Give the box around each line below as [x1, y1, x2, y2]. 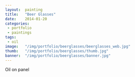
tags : [5, 35, 16, 40]
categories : [5, 21, 29, 26]
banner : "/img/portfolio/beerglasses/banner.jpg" [5, 53, 111, 58]
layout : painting [5, 7, 43, 12]
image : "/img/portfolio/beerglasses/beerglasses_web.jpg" [5, 44, 131, 49]
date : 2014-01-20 [5, 16, 48, 21]
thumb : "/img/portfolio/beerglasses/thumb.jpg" [5, 48, 109, 53]
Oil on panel [5, 67, 29, 73]
